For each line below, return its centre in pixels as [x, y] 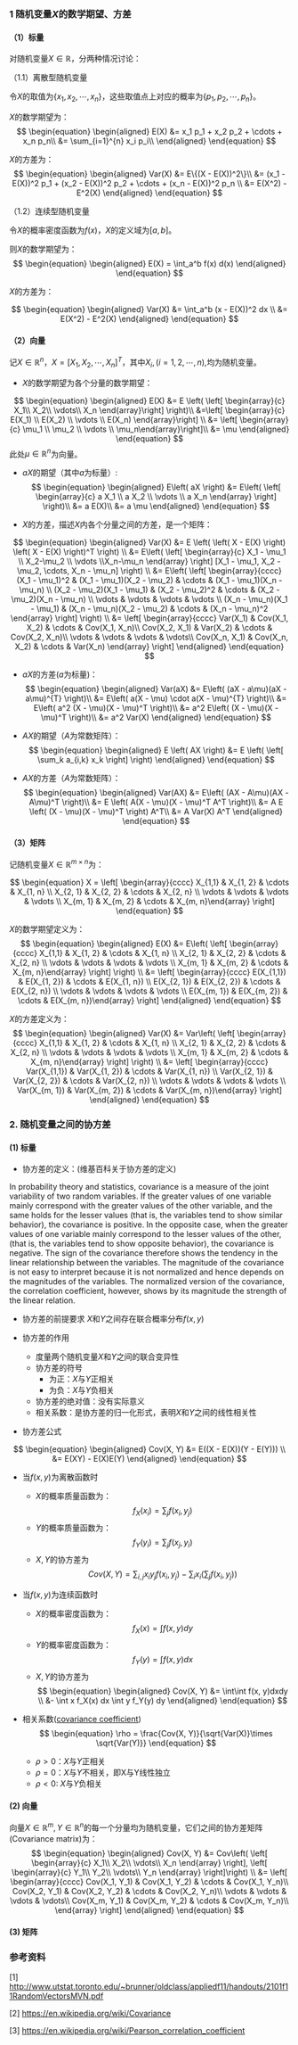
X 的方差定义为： [39, 1019]
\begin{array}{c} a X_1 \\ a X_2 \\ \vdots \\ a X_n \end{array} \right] [156, 497]
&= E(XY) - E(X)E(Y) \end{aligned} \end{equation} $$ [149, 1459]
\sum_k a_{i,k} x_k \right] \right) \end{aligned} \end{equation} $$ [156, 760]
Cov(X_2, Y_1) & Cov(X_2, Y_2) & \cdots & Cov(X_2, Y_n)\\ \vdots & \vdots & [149, 1892]
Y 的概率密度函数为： [73, 1645]
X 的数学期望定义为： [47, 929]
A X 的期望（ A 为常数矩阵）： [71, 736]
